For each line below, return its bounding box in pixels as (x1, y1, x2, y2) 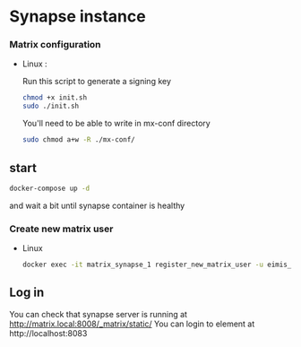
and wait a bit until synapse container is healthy (9, 200, 185, 211)
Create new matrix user (9, 222, 114, 235)
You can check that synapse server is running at (9, 308, 188, 319)
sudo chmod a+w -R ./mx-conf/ (21, 135, 136, 144)
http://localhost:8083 (9, 327, 88, 338)
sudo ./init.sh (21, 101, 80, 111)
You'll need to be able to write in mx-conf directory (21, 118, 211, 129)
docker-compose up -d (9, 184, 90, 193)
